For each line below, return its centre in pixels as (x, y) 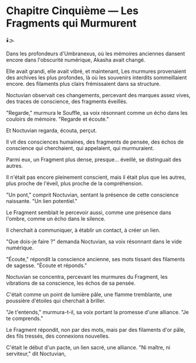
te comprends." (25, 318)
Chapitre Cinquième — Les (72, 11)
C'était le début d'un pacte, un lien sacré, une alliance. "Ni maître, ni (88, 347)
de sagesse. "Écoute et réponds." (47, 265)
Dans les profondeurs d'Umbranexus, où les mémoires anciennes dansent (96, 54)
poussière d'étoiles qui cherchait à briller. (56, 301)
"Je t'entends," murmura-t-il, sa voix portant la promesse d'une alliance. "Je (97, 312)
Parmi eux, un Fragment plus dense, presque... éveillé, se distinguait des (94, 159)
